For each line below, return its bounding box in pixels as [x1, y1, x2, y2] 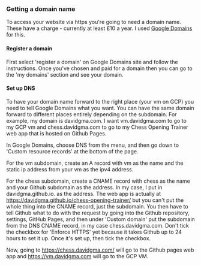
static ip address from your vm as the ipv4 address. [6, 165, 134, 173]
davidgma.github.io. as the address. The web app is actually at [6, 190, 161, 197]
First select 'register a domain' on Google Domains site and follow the [6, 58, 178, 65]
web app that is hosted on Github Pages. [6, 129, 107, 137]
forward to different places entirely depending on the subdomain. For [6, 110, 177, 118]
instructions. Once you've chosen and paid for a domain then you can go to [6, 65, 193, 72]
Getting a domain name [6, 5, 76, 13]
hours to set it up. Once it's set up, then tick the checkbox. [6, 234, 151, 241]
